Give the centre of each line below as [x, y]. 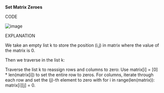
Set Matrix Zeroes [24, 7]
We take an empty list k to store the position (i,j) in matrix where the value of [82, 45]
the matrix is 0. [20, 50]
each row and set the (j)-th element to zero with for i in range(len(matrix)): [80, 80]
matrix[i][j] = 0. [20, 85]
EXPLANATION [20, 36]
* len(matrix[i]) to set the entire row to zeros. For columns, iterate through [79, 75]
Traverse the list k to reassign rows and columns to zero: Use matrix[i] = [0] [82, 69]
